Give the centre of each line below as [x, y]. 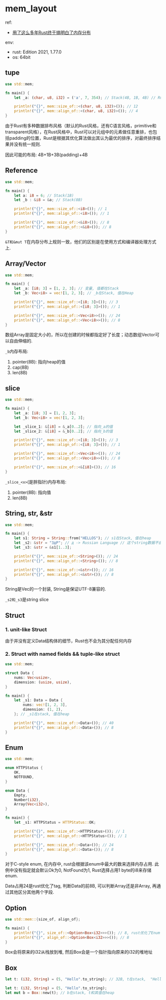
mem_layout [31, 9]
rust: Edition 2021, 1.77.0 [37, 52]
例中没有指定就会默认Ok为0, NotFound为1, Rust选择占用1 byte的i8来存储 [78, 870]
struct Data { [20, 673]
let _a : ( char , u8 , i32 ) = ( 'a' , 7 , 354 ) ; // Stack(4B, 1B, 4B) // [85, 98]
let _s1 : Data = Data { [39, 700]
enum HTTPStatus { [24, 768]
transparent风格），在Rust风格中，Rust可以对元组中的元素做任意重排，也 [79, 132]
